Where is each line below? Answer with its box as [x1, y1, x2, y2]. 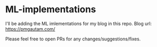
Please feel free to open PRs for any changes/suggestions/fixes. [5, 36, 141, 42]
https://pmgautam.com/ [5, 26, 55, 32]
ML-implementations [5, 4, 96, 15]
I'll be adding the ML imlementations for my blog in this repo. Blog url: [5, 20, 152, 27]
